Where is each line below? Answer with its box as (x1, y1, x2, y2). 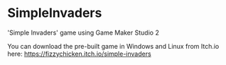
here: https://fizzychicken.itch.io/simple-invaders (7, 49, 151, 58)
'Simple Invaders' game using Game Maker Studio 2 (7, 28, 160, 37)
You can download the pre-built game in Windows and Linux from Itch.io (7, 42, 220, 50)
